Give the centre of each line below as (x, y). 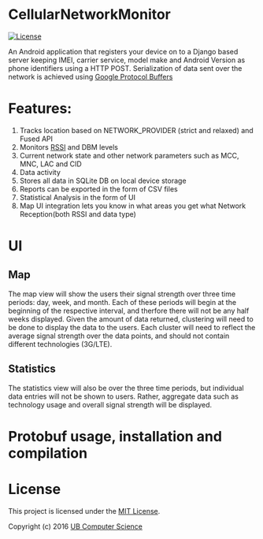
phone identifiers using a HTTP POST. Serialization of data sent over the (125, 68)
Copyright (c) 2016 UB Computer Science (76, 526)
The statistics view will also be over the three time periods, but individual (126, 388)
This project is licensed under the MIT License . (84, 511)
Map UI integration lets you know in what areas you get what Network (133, 206)
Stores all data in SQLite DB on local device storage (103, 180)
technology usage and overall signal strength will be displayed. (110, 404)
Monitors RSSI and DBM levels (69, 147)
